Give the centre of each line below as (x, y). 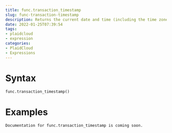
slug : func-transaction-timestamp (42, 15)
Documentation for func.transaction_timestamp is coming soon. (74, 126)
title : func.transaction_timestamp (43, 10)
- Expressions (20, 53)
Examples (27, 112)
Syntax (21, 78)
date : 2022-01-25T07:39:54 (34, 24)
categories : (18, 43)
